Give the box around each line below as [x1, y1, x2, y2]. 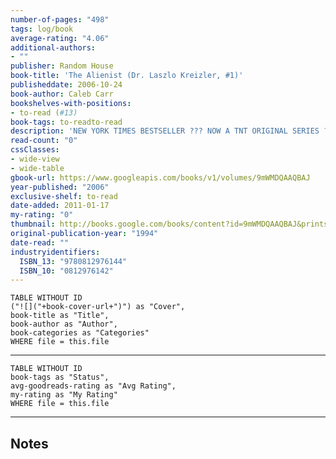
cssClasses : [10, 145, 60, 155]
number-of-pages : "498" [10, 14, 110, 25]
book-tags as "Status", [10, 372, 110, 383]
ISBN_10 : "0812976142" [19, 266, 114, 276]
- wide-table [10, 163, 65, 173]
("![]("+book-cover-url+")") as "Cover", [10, 302, 186, 312]
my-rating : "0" [10, 210, 74, 220]
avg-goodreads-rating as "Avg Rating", [10, 381, 177, 391]
